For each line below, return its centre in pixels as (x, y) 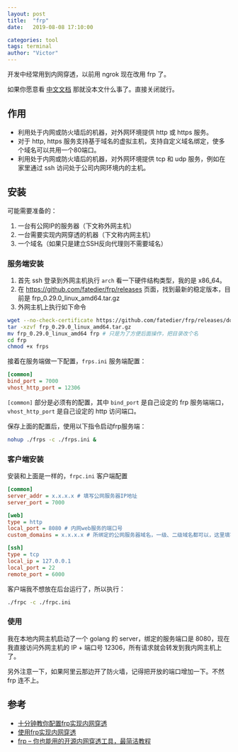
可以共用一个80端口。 (68, 150)
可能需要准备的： (32, 211)
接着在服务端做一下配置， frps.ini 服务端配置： (77, 361)
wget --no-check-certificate (50, 320)
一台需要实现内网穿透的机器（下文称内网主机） (86, 234)
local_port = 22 (31, 568)
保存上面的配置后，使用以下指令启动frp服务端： (77, 426)
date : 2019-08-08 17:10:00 (50, 27)
